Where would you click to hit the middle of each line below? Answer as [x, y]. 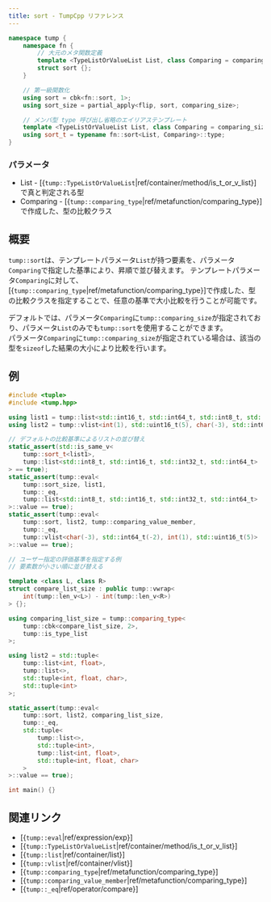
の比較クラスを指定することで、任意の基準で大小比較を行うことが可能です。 [135, 301]
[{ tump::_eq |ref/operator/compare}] [79, 889]
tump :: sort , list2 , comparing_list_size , [93, 716]
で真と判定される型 [52, 193]
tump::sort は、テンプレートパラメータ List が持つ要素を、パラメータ [122, 260]
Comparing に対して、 [49, 281]
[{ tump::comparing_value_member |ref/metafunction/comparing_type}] [133, 880]
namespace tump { [38, 38]
